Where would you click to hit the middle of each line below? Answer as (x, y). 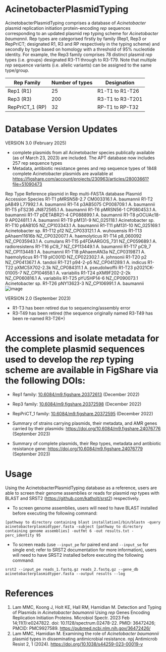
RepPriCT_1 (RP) (27, 107)
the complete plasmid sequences (75, 349)
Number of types (72, 82)
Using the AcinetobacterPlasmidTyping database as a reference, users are (81, 488)
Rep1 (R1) (20, 91)
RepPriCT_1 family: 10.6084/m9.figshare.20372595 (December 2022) (83, 413)
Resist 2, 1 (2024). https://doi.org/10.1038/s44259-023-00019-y (78, 644)
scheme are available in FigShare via (82, 370)
